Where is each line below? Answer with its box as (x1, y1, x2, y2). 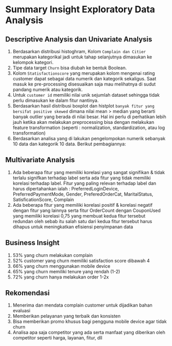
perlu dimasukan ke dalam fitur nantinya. (12, 97, 99, 103)
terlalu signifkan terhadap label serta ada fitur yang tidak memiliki (12, 175, 151, 181)
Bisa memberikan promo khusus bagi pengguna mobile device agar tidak (12, 318, 167, 325)
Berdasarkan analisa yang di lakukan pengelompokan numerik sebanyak (12, 136, 165, 141)
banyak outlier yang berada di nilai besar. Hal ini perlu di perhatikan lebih (12, 114, 166, 120)
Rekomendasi (5, 289, 50, 297)
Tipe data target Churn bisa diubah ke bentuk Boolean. (12, 65, 127, 71)
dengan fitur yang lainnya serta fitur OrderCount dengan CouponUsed (12, 207, 161, 213)
